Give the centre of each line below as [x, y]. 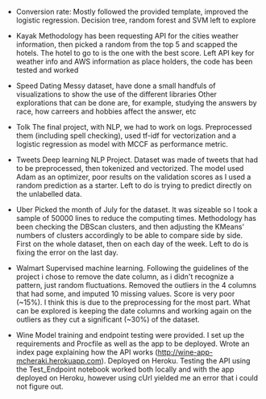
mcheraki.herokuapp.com [59, 361]
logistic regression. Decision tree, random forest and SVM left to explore [136, 20]
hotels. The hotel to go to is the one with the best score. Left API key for [135, 53]
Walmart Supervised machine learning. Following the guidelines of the [132, 268]
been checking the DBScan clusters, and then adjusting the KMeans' [130, 227]
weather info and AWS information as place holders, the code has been [134, 61]
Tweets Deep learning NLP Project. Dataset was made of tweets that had [137, 160]
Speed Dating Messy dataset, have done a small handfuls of [116, 85]
